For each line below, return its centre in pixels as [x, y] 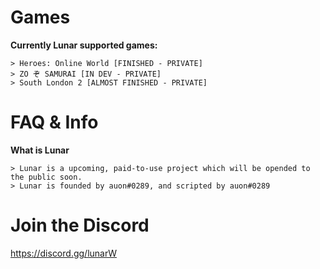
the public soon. [46, 177]
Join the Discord [80, 225]
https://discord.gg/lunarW [63, 253]
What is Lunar [40, 150]
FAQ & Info [54, 122]
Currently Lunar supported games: [84, 45]
